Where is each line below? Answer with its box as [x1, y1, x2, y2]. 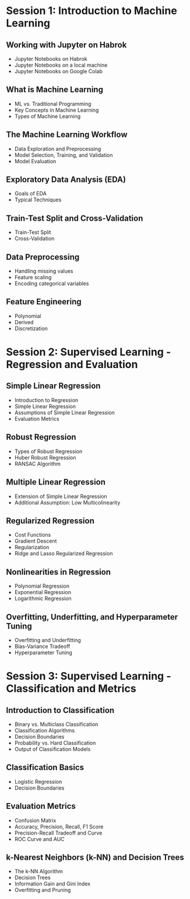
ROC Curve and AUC [14, 835, 65, 842]
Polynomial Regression [14, 582, 70, 589]
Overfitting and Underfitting [14, 636, 82, 643]
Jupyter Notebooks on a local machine [14, 61, 108, 68]
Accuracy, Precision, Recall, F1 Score [14, 823, 104, 830]
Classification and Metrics [6, 682, 136, 695]
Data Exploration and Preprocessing [14, 145, 101, 152]
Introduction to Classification [6, 705, 115, 715]
